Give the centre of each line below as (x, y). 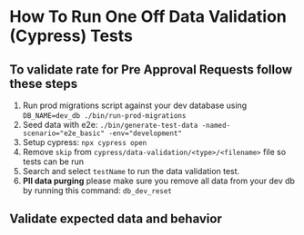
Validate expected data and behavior (116, 219)
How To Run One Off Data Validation (148, 17)
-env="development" (145, 133)
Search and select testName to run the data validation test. (131, 171)
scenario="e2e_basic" (63, 133)
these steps (44, 83)
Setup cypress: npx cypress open (85, 142)
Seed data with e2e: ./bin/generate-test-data (110, 125)
